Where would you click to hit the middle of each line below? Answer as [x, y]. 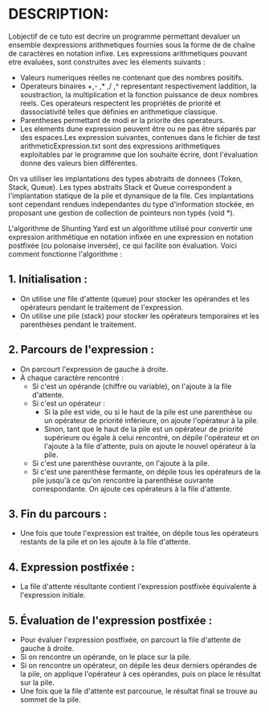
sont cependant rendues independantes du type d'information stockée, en [131, 204]
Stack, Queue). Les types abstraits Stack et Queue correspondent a [120, 187]
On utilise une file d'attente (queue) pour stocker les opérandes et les [135, 298]
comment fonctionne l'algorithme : [65, 253]
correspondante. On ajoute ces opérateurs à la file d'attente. [132, 488]
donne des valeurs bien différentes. [79, 163]
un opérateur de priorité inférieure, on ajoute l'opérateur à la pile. [151, 420]
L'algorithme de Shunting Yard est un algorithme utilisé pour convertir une [130, 228]
